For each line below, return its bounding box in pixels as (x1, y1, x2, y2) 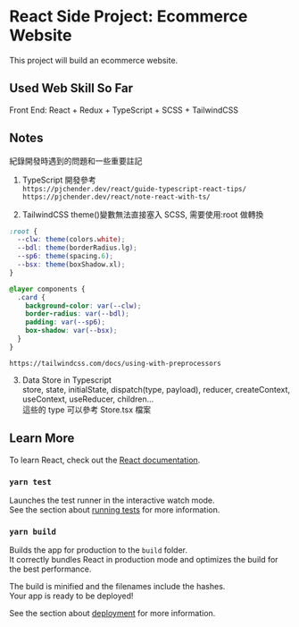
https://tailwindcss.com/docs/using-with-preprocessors (9, 359, 221, 368)
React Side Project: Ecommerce (9, 6, 248, 27)
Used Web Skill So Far (9, 80, 134, 96)
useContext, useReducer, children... (21, 394, 154, 404)
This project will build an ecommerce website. (9, 55, 179, 65)
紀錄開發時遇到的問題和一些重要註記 (9, 155, 143, 166)
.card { (17, 292, 46, 301)
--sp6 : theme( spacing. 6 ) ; (17, 252, 114, 261)
